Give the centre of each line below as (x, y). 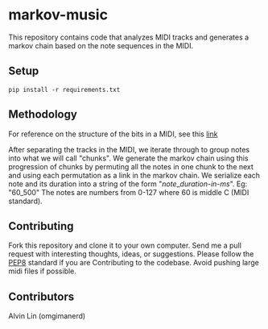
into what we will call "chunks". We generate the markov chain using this (128, 158)
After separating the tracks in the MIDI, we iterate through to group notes (129, 149)
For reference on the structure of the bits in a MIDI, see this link (113, 134)
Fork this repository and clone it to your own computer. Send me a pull (125, 246)
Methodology (43, 115)
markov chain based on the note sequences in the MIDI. (101, 45)
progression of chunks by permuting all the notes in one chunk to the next (131, 166)
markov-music (58, 15)
